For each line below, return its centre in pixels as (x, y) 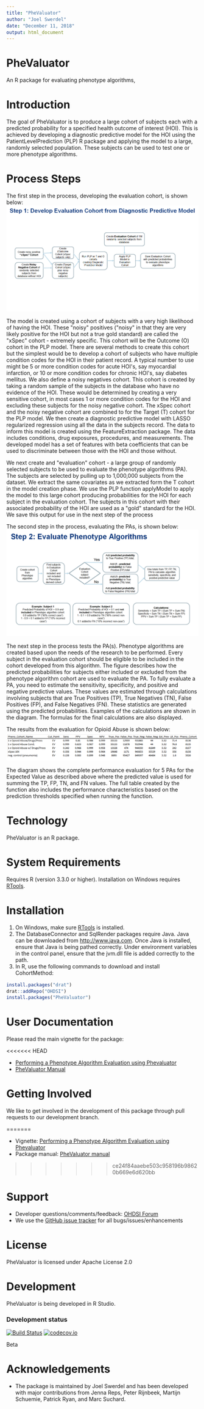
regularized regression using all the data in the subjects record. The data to (100, 425)
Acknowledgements (58, 1369)
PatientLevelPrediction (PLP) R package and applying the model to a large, (100, 141)
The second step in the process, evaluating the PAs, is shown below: (92, 526)
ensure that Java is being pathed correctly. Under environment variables (106, 946)
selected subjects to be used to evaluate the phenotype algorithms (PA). (97, 469)
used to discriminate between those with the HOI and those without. (92, 451)
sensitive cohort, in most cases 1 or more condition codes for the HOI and (98, 399)
